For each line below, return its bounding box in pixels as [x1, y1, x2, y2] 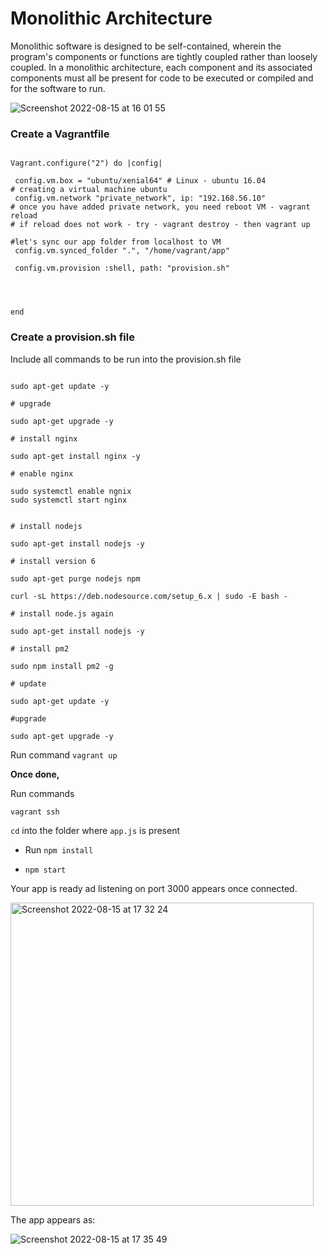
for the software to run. [10, 82, 106, 94]
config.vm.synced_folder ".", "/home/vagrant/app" [14, 246, 230, 256]
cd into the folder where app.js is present [10, 824, 180, 836]
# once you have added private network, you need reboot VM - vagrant [10, 202, 311, 212]
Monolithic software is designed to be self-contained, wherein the [10, 40, 282, 52]
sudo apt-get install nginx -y [10, 451, 141, 461]
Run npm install [24, 843, 94, 856]
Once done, [10, 768, 60, 780]
